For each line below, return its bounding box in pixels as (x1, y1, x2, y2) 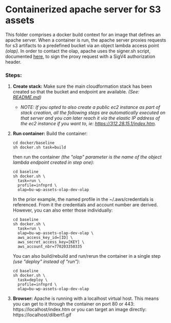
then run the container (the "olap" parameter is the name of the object (12, 154, 162, 160)
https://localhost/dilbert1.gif (12, 312, 72, 318)
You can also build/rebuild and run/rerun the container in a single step (12, 253, 161, 259)
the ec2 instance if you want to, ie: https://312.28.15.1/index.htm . (20, 121, 157, 127)
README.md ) (12, 94, 42, 101)
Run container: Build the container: (12, 130, 88, 137)
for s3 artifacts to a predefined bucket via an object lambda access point (5, 42, 159, 48)
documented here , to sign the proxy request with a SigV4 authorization (5, 53, 156, 60)
